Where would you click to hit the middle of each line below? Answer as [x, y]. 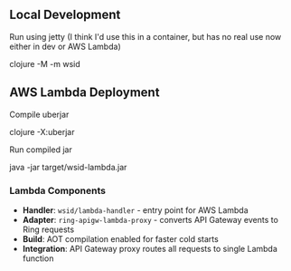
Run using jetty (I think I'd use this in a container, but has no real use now [145, 36]
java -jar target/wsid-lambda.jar [68, 167]
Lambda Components [58, 190]
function [38, 258]
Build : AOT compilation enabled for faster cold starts [120, 238]
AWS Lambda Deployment [84, 93]
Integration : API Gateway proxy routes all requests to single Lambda [150, 248]
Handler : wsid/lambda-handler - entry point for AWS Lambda [135, 210]
